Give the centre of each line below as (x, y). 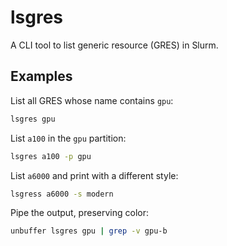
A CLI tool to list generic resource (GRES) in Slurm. (114, 45)
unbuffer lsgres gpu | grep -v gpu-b (89, 231)
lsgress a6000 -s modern (62, 194)
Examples (41, 76)
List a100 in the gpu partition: (68, 138)
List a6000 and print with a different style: (94, 175)
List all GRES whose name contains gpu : (92, 100)
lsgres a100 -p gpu (51, 156)
